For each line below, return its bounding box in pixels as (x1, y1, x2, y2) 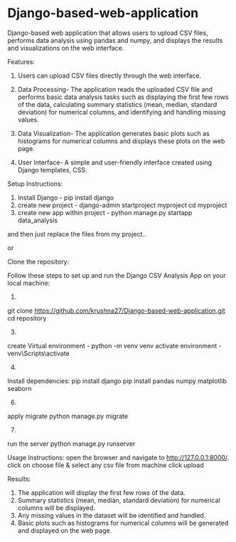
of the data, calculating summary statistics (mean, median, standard (17, 100, 218, 108)
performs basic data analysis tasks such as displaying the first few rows (17, 93, 229, 101)
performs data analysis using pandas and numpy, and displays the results (7, 36, 223, 44)
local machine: (7, 278, 50, 287)
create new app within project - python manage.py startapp (17, 208, 193, 217)
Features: (7, 57, 36, 66)
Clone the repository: (7, 257, 70, 266)
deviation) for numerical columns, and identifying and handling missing (17, 108, 226, 116)
